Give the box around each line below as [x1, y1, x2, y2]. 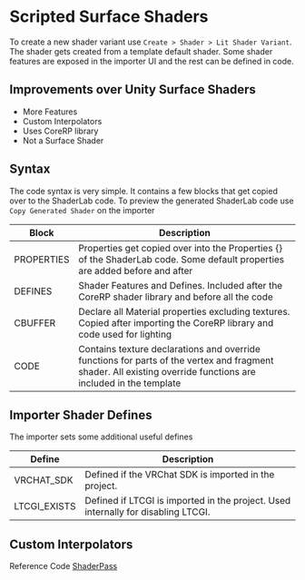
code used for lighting [78, 328, 172, 340]
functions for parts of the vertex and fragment [78, 354, 274, 367]
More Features [22, 106, 78, 117]
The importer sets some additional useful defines [9, 431, 193, 442]
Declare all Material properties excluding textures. [78, 305, 290, 318]
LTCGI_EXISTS [14, 500, 76, 513]
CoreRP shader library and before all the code [78, 290, 274, 303]
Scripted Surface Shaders [9, 6, 209, 27]
